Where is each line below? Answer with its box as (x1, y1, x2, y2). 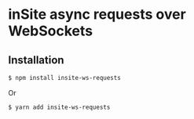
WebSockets (8, 22, 93, 40)
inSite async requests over (8, 5, 186, 23)
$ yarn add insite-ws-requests (8, 103, 111, 111)
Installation (8, 53, 64, 67)
